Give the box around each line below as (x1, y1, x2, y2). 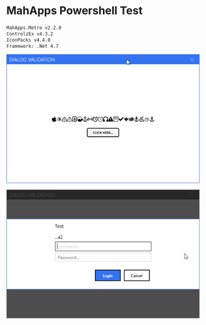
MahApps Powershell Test (6, 4, 143, 18)
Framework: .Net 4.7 (6, 43, 59, 49)
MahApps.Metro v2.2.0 (6, 25, 62, 31)
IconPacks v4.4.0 (6, 37, 51, 43)
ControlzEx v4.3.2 (6, 31, 53, 37)
